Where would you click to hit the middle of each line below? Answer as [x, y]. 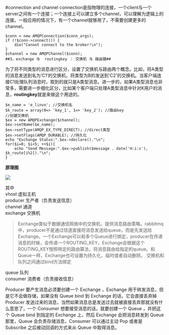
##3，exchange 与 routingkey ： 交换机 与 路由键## [58, 59]
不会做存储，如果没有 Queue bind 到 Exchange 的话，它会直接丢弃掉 [85, 296]
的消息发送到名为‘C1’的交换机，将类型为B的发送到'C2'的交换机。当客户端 [81, 75]
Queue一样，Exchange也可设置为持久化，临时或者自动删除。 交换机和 [91, 255]
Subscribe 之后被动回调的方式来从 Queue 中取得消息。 [62, 327]
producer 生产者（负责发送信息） [40, 200]
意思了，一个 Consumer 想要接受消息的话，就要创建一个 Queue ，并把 [83, 308]
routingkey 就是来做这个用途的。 [48, 94]
